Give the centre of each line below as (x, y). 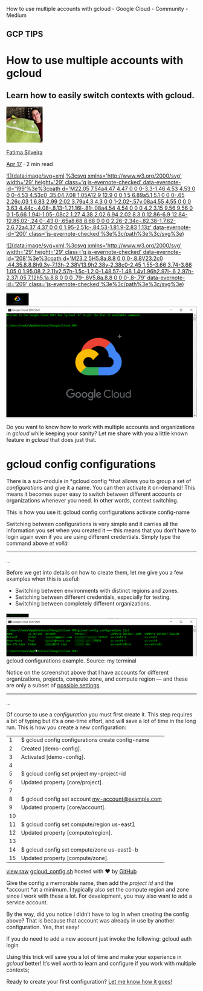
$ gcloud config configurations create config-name (85, 740)
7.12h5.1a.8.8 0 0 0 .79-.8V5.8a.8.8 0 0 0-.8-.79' (87, 278)
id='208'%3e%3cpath (34, 259)
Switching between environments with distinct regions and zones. (97, 590)
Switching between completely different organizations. (83, 603)
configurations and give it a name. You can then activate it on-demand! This (101, 487)
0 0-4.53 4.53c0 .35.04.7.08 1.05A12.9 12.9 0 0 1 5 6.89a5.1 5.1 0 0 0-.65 (95, 195)
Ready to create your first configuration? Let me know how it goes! (89, 982)
